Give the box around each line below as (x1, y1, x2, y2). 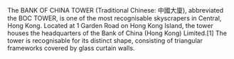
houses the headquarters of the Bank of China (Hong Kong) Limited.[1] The (7, 29, 228, 37)
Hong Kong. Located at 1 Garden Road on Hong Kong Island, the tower (7, 22, 213, 29)
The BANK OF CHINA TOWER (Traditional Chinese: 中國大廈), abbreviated (7, 6, 224, 14)
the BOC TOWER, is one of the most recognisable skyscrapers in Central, (7, 14, 222, 22)
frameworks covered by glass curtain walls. (7, 44, 135, 52)
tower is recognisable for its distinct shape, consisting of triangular (7, 37, 203, 44)
